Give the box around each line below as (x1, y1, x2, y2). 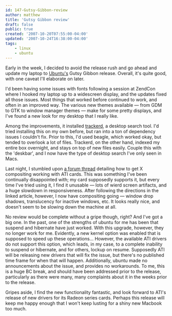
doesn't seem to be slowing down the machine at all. (5, 203, 117, 210)
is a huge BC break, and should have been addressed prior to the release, (5, 268, 161, 274)
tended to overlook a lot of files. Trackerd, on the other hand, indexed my (5, 139, 160, 145)
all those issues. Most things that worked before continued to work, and (5, 96, 158, 103)
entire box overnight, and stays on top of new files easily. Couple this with (5, 144, 162, 151)
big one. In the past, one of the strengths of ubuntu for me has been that (5, 219, 159, 225)
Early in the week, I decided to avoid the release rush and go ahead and (5, 65, 157, 71)
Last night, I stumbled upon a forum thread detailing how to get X (5, 165, 143, 172)
